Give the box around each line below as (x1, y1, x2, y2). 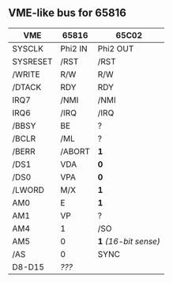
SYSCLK (12, 43, 43, 54)
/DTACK (12, 81, 42, 92)
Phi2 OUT (97, 43, 134, 54)
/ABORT (60, 145, 91, 157)
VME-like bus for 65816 (8, 6, 126, 20)
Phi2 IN (60, 43, 88, 54)
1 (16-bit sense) (97, 236, 160, 247)
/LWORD (12, 184, 45, 195)
